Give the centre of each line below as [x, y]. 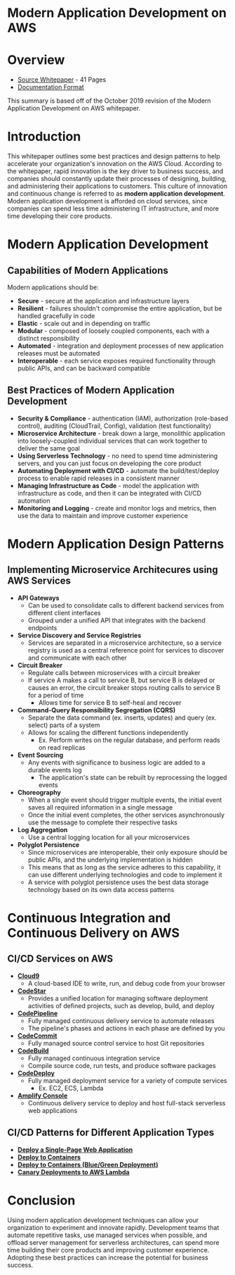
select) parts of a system [64, 725]
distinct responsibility [48, 339]
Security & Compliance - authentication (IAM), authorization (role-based [123, 418]
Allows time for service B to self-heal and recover [110, 703]
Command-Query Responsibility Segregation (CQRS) [96, 710]
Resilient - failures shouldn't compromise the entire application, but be [120, 308]
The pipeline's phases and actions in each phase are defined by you [127, 1028]
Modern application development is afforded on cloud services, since [108, 201]
